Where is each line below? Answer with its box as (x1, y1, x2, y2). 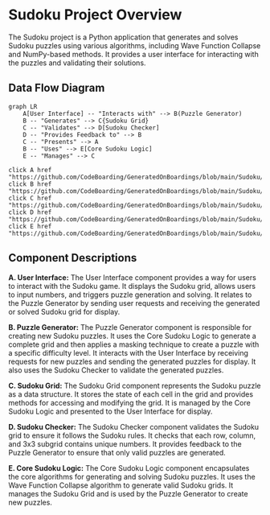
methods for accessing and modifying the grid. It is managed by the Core (8, 398, 251, 407)
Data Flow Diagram (8, 81, 105, 95)
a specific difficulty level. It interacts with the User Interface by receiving (8, 348, 249, 357)
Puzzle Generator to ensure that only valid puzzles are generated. (8, 447, 227, 457)
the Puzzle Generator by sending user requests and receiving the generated (8, 298, 260, 307)
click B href (8, 179, 52, 188)
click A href (8, 166, 52, 174)
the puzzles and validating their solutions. (8, 58, 146, 68)
